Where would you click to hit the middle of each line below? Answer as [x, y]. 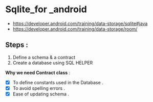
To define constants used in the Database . [58, 82]
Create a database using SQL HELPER [53, 63]
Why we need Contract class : [38, 72]
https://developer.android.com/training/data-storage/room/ [75, 29]
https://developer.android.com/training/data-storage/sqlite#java [80, 23]
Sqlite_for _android [46, 9]
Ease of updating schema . [41, 94]
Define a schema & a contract [44, 57]
